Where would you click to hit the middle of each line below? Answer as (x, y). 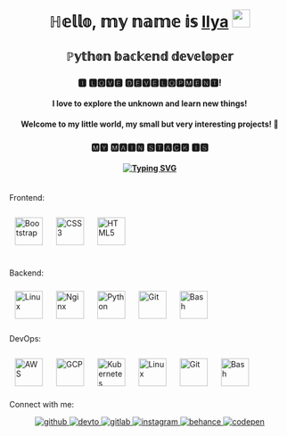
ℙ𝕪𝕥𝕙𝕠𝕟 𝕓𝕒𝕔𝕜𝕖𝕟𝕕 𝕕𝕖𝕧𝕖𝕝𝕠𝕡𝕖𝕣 (150, 57)
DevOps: (25, 338)
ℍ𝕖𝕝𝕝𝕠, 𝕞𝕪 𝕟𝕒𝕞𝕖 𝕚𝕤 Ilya (139, 22)
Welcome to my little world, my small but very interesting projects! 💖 (150, 124)
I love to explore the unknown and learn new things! (150, 103)
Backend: (27, 273)
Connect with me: (41, 404)
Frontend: (27, 197)
